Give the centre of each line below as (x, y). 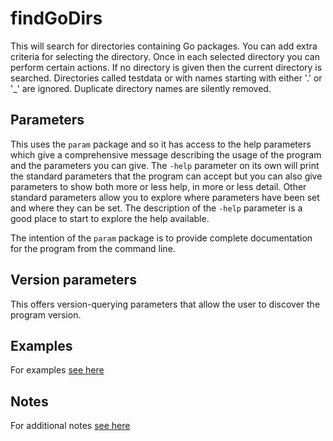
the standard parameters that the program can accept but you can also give (166, 176)
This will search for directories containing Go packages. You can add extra (164, 46)
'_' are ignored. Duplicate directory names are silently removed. (141, 88)
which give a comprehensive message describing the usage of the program (166, 154)
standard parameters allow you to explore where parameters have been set (165, 197)
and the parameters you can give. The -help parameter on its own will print (165, 165)
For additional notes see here (70, 426)
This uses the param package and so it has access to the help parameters (161, 144)
